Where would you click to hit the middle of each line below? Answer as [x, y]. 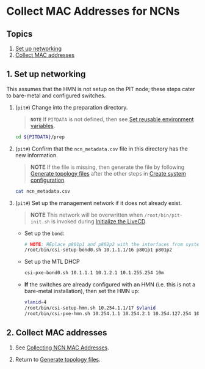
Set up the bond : [44, 233]
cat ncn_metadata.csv [42, 191]
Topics [20, 34]
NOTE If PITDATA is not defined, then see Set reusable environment [112, 119]
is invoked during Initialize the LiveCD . [99, 221]
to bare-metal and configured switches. [56, 95]
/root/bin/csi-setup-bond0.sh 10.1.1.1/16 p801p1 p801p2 [98, 250]
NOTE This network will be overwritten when [87, 215]
